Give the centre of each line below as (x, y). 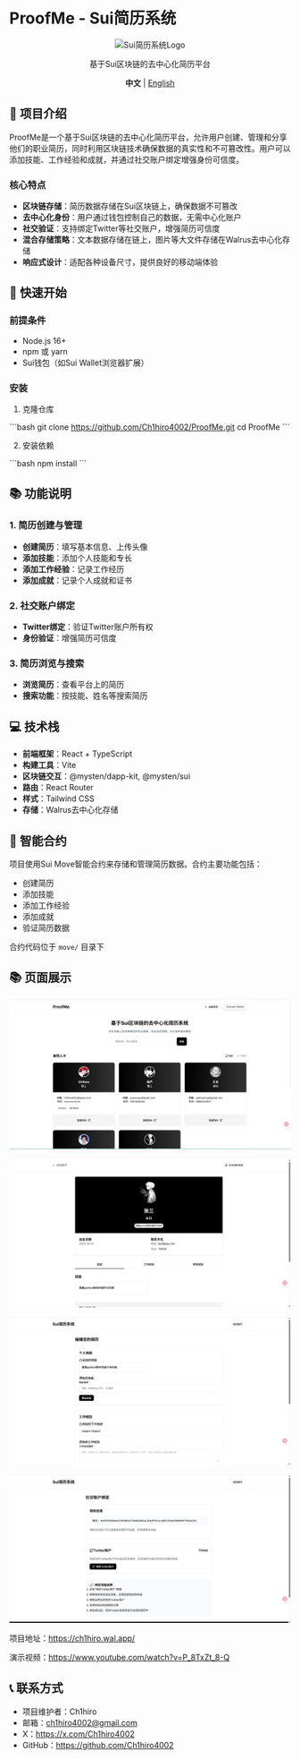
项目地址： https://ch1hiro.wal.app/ (72, 1638)
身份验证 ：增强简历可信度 (69, 638)
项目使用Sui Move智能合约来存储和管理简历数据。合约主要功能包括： (136, 864)
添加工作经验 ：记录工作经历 (73, 568)
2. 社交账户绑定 (42, 605)
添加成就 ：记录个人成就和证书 (77, 580)
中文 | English (150, 82)
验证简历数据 (46, 927)
